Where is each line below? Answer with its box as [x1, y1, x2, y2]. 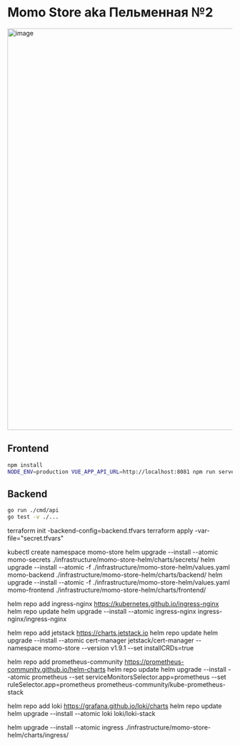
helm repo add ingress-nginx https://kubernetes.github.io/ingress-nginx [7, 600, 219, 608]
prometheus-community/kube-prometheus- [96, 680, 226, 689]
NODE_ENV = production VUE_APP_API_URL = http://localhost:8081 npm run [7, 468, 216, 475]
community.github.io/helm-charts [7, 665, 106, 674]
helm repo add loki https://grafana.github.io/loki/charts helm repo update [7, 702, 223, 710]
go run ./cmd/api [7, 507, 59, 514]
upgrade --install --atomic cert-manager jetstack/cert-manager [7, 636, 194, 645]
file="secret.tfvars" [7, 534, 64, 543]
